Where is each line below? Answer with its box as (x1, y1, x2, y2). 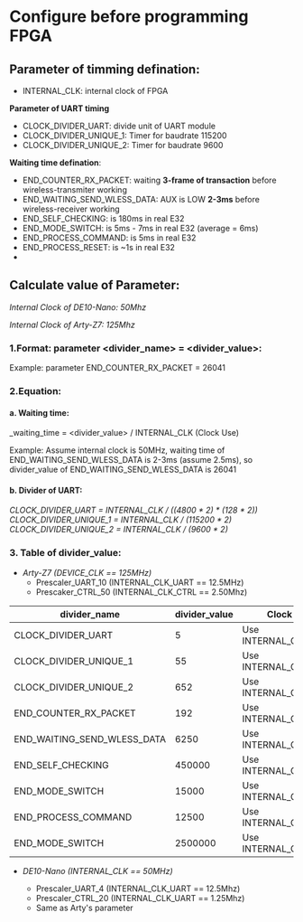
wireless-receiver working (22, 203, 120, 214)
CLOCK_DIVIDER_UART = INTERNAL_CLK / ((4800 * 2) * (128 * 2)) (9, 504, 259, 516)
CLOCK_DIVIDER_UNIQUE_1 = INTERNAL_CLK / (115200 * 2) (9, 514, 233, 525)
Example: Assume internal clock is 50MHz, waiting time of (9, 445, 225, 456)
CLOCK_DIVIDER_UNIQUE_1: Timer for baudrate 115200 (22, 130, 227, 141)
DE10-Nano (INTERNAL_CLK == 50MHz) (22, 865, 173, 876)
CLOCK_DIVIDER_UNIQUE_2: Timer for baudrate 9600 (22, 140, 224, 150)
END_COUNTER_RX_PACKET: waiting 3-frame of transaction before (22, 174, 277, 185)
